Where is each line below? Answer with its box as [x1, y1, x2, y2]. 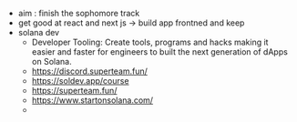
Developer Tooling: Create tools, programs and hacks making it [31, 36, 269, 47]
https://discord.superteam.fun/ [31, 66, 148, 76]
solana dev [17, 27, 60, 37]
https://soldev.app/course [31, 76, 129, 86]
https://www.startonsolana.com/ [31, 95, 153, 106]
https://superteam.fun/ [31, 86, 118, 96]
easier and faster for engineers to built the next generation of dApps [31, 46, 289, 57]
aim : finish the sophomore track [17, 8, 140, 18]
